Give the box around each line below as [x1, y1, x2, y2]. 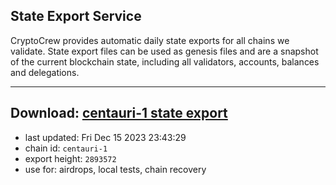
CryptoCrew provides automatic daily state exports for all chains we [10, 34, 290, 46]
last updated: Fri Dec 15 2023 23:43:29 [24, 131, 187, 143]
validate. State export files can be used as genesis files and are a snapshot [10, 45, 319, 57]
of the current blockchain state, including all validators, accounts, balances [10, 55, 320, 68]
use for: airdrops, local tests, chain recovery [24, 163, 207, 175]
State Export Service [10, 8, 142, 25]
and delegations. [10, 66, 80, 78]
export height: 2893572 [24, 152, 117, 164]
